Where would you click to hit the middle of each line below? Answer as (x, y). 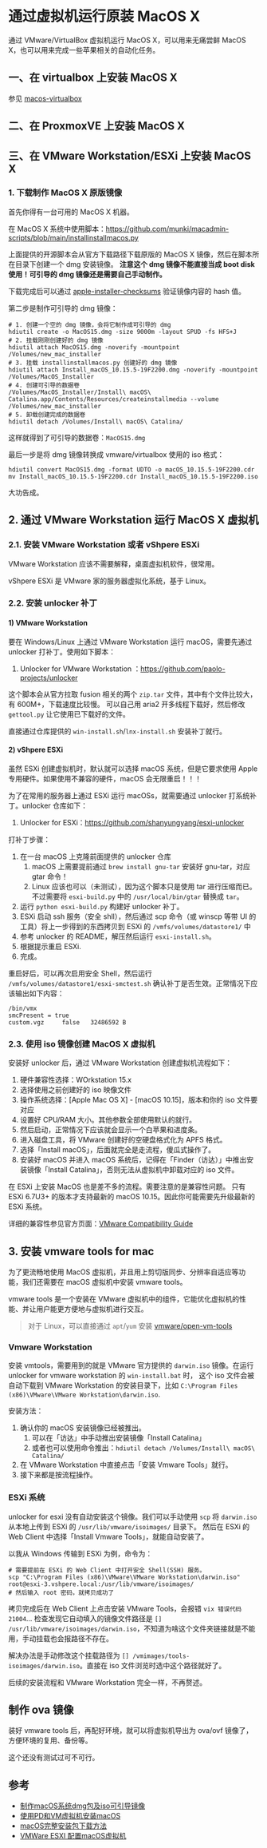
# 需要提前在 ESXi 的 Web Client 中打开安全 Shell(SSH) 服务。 (107, 1570)
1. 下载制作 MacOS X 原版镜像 (65, 193)
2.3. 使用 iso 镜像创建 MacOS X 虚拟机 (82, 1043)
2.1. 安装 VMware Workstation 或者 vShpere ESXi (104, 545)
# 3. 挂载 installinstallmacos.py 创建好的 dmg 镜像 (93, 363)
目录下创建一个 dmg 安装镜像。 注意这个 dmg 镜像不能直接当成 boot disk (135, 264)
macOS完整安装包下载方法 (63, 1826)
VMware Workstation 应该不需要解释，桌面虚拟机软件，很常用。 (114, 563)
